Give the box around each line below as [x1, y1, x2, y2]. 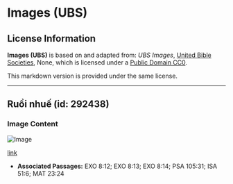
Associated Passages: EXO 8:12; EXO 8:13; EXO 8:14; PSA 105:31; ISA [17, 162, 218, 170]
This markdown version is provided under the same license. [7, 72, 178, 80]
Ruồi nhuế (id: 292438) [7, 99, 110, 110]
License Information [7, 33, 96, 44]
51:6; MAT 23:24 [17, 169, 64, 178]
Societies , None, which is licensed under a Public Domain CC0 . [7, 58, 188, 67]
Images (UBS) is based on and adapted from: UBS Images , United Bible [7, 51, 212, 59]
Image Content [7, 119, 59, 129]
